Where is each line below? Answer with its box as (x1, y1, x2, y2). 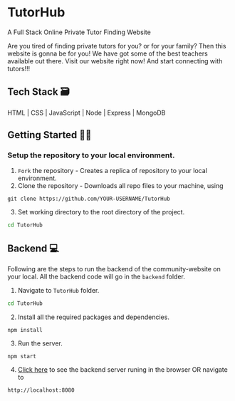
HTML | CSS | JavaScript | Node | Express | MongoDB (7, 108, 166, 117)
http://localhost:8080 (7, 387, 75, 394)
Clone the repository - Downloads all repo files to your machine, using (17, 182, 224, 190)
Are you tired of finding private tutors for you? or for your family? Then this (7, 41, 226, 50)
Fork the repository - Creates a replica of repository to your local (17, 167, 208, 175)
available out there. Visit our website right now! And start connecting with (7, 56, 223, 65)
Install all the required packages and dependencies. (17, 313, 169, 321)
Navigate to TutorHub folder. (17, 286, 100, 295)
